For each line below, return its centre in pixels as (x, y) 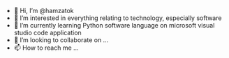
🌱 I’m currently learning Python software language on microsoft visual (114, 25)
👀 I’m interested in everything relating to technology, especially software (118, 18)
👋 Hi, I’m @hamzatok (44, 11)
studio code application (47, 32)
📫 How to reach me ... (46, 48)
